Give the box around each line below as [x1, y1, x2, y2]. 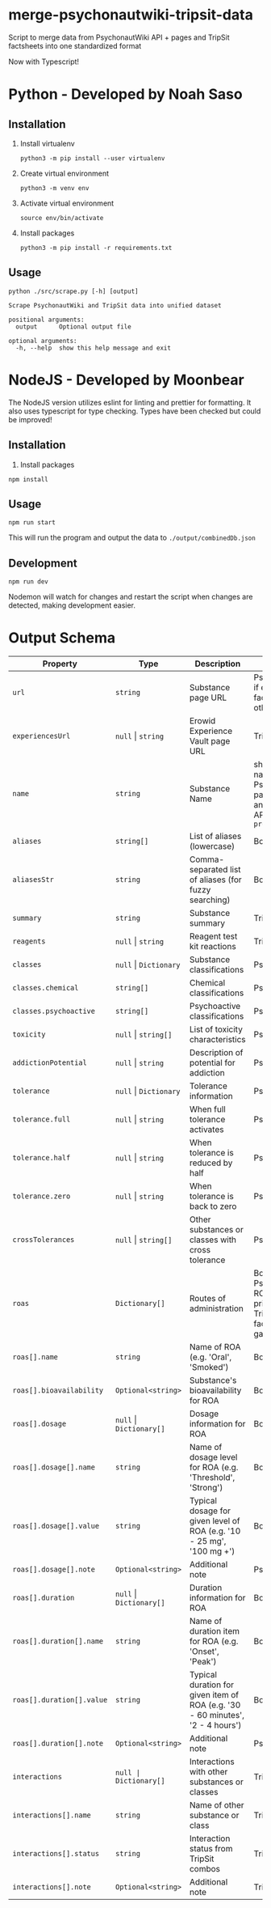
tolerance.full [12, 1115, 71, 1124]
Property [42, 658, 78, 669]
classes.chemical [12, 983, 79, 993]
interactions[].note [12, 1883, 91, 1892]
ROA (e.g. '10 [189, 1525, 241, 1537]
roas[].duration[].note [12, 1739, 104, 1749]
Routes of [189, 1293, 226, 1304]
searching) [189, 894, 231, 905]
